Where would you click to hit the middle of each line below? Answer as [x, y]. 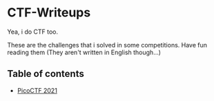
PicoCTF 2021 [37, 90]
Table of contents [46, 74]
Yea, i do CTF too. [33, 32]
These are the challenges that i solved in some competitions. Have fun [107, 45]
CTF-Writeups [49, 13]
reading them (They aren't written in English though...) [84, 52]
